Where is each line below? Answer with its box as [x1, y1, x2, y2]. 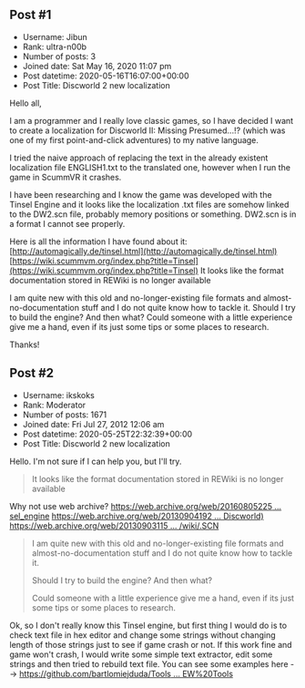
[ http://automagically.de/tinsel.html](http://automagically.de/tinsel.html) [9, 245, 278, 256]
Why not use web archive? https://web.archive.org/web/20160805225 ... [9, 500, 282, 511]
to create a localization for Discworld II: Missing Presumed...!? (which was [9, 125, 286, 136]
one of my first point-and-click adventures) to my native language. [9, 134, 259, 145]
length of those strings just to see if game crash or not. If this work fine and [9, 639, 293, 650]
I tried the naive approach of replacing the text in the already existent [9, 152, 269, 163]
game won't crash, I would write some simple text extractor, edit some [9, 649, 273, 660]
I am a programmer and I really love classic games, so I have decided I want [9, 115, 294, 126]
